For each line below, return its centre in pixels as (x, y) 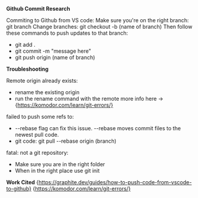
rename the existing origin (47, 92)
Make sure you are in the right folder (60, 164)
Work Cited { (22, 182)
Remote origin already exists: (42, 81)
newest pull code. (37, 135)
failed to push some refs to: (40, 117)
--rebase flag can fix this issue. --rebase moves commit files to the (98, 128)
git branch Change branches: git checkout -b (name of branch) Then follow (99, 27)
